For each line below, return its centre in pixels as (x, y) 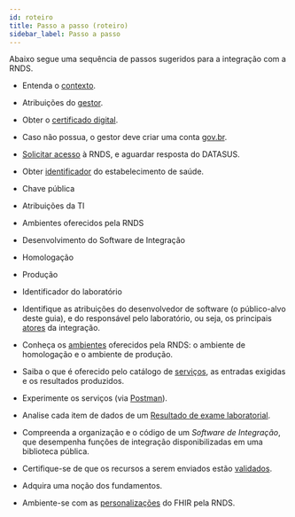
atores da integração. (61, 328)
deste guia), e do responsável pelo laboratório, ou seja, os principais (147, 318)
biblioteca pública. (56, 451)
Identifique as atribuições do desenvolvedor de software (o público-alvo (154, 309)
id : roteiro (31, 17)
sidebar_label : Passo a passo (65, 34)
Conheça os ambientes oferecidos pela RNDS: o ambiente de (134, 345)
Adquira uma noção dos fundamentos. (92, 486)
